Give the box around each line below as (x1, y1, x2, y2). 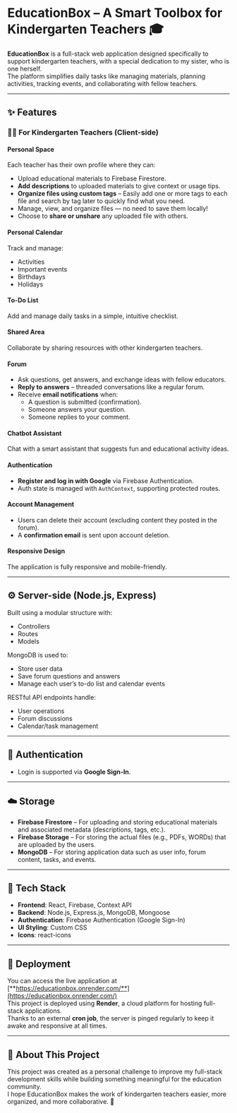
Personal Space (7, 145, 55, 153)
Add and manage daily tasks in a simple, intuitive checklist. (7, 312, 178, 320)
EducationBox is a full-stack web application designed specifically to (7, 49, 209, 58)
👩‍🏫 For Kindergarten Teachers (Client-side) (7, 128, 159, 138)
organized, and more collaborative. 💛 (7, 1097, 115, 1105)
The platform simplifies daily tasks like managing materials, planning (7, 72, 206, 80)
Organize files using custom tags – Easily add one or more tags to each (17, 189, 228, 198)
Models (17, 637, 40, 645)
